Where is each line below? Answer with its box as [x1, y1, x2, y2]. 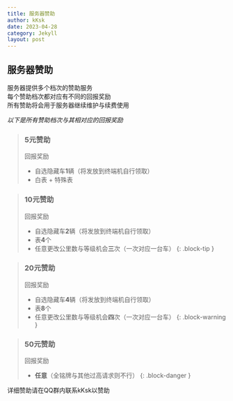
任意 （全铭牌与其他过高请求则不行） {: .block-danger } [34, 371, 191, 380]
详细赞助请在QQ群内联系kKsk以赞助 [7, 386, 110, 395]
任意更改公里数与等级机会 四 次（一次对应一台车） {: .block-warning [34, 312, 226, 321]
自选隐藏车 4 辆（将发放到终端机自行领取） [34, 295, 155, 303]
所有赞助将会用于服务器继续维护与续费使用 [7, 100, 129, 109]
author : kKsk [7, 17, 45, 24]
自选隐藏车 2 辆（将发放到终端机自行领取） [34, 227, 155, 235]
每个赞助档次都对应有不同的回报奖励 [7, 92, 111, 100]
